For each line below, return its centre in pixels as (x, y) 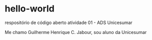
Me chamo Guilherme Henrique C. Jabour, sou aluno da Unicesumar (76, 32)
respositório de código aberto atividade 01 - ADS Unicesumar (69, 22)
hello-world (30, 9)
